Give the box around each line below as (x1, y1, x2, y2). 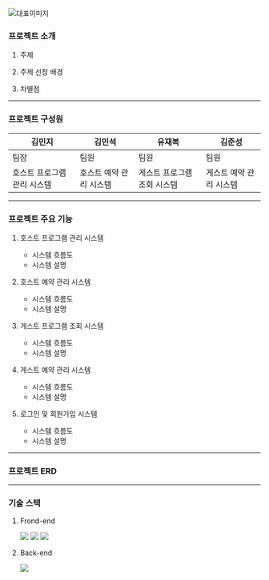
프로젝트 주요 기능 (8, 213, 74, 224)
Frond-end (19, 516, 56, 526)
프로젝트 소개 (8, 30, 56, 42)
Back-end (19, 548, 53, 558)
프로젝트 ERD (8, 465, 58, 476)
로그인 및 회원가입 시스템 (19, 409, 98, 418)
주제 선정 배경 (19, 67, 63, 77)
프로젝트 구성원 (8, 114, 64, 125)
